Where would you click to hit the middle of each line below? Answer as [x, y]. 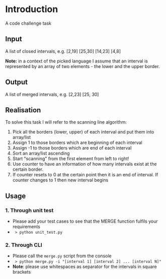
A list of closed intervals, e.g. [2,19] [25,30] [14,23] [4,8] [63, 51]
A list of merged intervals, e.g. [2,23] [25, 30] [52, 94]
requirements [26, 227]
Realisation [23, 110]
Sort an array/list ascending [41, 153]
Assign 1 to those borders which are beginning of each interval [77, 143]
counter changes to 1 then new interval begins [60, 180]
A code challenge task [28, 23]
